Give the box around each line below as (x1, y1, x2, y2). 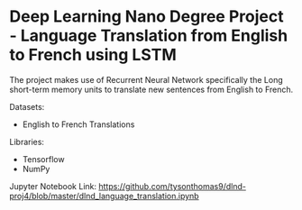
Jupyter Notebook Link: (9, 180, 97, 191)
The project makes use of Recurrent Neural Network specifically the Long (9, 74, 283, 85)
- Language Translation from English (9, 25, 288, 46)
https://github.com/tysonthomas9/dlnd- (98, 180, 246, 191)
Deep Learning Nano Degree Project (9, 6, 284, 27)
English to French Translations (22, 119, 135, 130)
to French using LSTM (9, 45, 178, 65)
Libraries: (9, 136, 45, 147)
